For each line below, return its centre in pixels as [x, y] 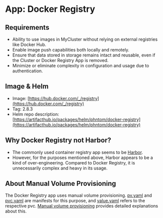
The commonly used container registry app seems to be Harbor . [78, 152]
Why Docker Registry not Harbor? [58, 140]
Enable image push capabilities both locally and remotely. [71, 50]
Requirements [27, 27]
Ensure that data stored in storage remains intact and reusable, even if [84, 55]
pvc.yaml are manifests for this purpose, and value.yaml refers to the [75, 201]
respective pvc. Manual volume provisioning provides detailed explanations [81, 206]
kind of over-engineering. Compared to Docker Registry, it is [74, 163]
